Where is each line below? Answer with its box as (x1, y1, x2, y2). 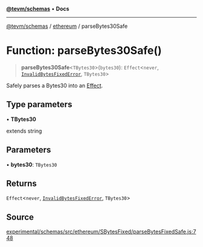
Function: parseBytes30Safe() (6, 44, 162, 58)
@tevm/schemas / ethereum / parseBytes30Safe (6, 22, 128, 30)
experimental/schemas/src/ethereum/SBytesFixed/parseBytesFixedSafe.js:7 (6, 228, 196, 235)
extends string (6, 127, 42, 134)
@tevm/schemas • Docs (6, 5, 69, 12)
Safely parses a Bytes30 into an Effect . (6, 82, 103, 89)
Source (6, 212, 34, 222)
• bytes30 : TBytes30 (6, 160, 57, 168)
